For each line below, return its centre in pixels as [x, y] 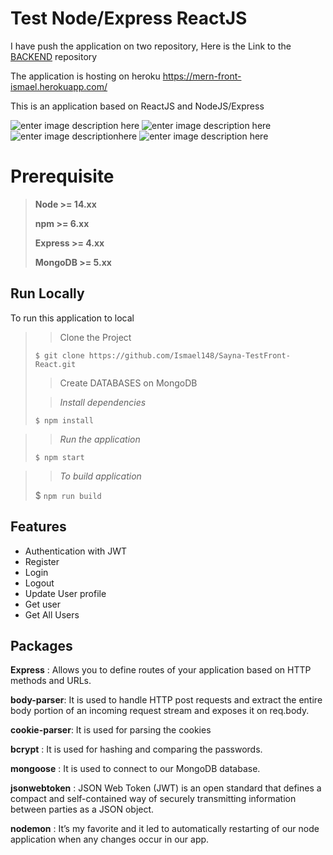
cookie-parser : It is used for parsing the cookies [111, 730]
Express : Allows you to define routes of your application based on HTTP [161, 670]
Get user [43, 604]
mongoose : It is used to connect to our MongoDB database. [135, 769]
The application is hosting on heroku [85, 76]
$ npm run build [68, 495]
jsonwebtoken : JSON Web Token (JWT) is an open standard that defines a [166, 788]
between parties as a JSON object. [82, 809]
